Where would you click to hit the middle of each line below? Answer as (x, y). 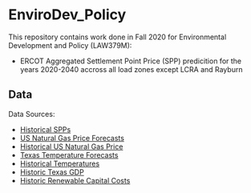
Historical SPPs (45, 129)
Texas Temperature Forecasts (69, 155)
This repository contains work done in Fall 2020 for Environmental (117, 37)
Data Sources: (32, 114)
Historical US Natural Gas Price (71, 147)
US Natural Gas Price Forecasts (72, 138)
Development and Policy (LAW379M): (70, 45)
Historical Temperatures (60, 163)
